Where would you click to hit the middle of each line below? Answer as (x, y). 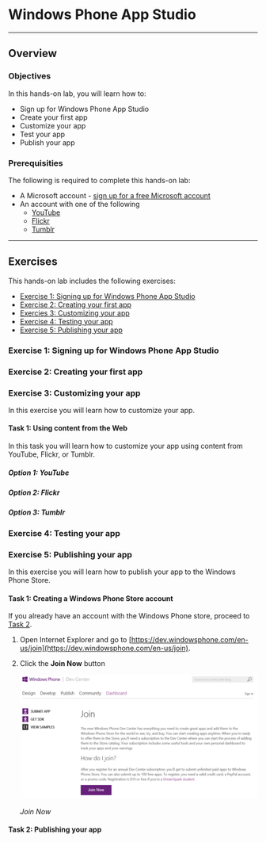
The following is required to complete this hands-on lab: (99, 180)
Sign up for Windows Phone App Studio (84, 109)
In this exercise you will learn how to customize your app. (102, 410)
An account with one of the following (80, 204)
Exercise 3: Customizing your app (74, 392)
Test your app (42, 134)
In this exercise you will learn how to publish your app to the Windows (122, 572)
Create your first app (53, 117)
